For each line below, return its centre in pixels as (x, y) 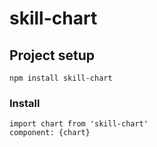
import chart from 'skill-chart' (79, 124)
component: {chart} (50, 133)
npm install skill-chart (61, 78)
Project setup (52, 55)
